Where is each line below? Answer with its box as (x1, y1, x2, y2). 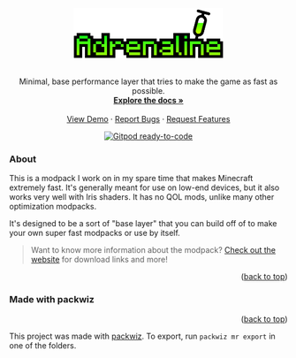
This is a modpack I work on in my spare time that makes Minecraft (9, 173, 254, 184)
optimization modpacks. (9, 202, 97, 212)
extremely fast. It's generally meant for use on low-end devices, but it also (9, 182, 280, 193)
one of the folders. (9, 339, 77, 351)
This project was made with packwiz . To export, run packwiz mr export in (9, 331, 276, 341)
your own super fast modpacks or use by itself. (9, 228, 181, 239)
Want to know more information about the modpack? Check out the (30, 245, 277, 255)
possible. (132, 86, 165, 95)
